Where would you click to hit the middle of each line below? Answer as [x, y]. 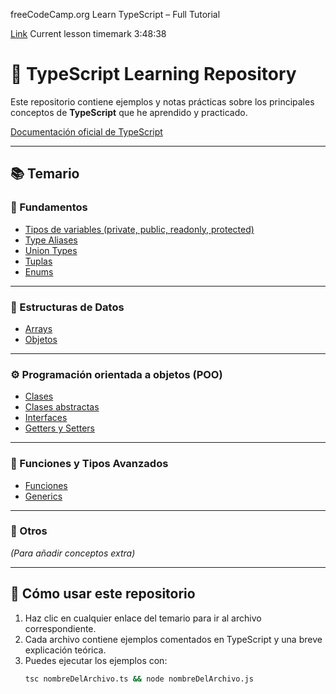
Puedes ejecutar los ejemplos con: [96, 660]
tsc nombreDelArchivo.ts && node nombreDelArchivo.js [139, 679]
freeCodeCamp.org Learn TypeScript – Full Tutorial [115, 14]
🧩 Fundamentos [49, 207]
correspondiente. [60, 628]
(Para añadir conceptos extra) [73, 553]
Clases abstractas [62, 407]
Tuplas [38, 261]
